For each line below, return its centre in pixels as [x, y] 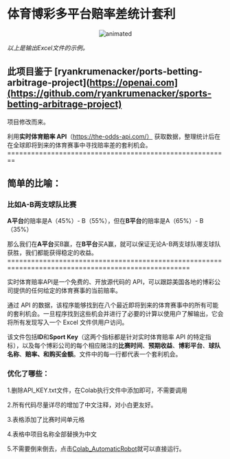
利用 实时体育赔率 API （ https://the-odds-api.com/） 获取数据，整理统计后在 [114, 136]
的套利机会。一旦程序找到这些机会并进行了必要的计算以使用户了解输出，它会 [115, 314]
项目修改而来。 [28, 122]
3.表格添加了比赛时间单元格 [46, 419]
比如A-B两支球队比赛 [42, 205]
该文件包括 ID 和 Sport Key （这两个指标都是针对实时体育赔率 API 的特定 [106, 337]
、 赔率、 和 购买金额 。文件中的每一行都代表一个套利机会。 [101, 354]
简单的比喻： [34, 183]
